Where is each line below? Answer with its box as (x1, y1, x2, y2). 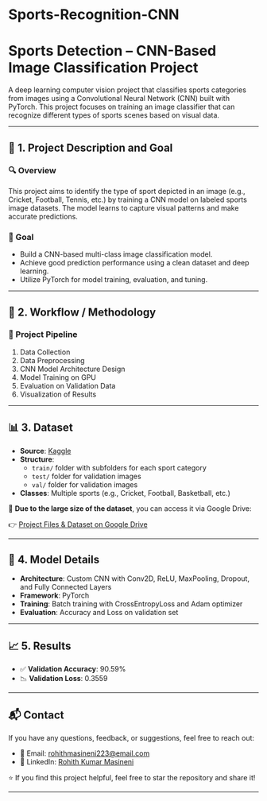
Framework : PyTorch (19, 590, 90, 601)
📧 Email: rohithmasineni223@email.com (19, 749, 150, 758)
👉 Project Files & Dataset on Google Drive (8, 519, 149, 529)
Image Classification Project (8, 59, 199, 77)
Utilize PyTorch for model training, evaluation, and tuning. (19, 275, 208, 284)
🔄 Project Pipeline (8, 329, 78, 340)
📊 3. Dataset (8, 421, 73, 435)
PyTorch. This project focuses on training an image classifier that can (8, 102, 235, 112)
